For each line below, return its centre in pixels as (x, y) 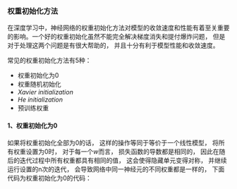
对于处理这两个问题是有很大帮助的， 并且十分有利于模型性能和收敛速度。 (113, 45)
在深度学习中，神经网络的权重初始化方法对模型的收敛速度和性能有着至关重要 (119, 28)
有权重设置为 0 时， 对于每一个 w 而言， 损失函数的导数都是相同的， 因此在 (114, 151)
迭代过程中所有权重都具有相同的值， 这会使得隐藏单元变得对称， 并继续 (123, 160)
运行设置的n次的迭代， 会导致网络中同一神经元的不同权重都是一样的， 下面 (116, 169)
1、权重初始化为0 (32, 126)
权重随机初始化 (39, 84)
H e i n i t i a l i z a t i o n (40, 99)
